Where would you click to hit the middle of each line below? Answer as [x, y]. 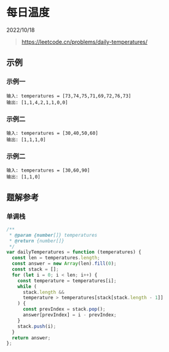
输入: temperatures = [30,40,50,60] [52, 133]
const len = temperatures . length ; [56, 258]
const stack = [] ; [36, 270]
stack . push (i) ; [37, 326]
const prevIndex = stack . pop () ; [64, 309]
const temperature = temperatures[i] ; [67, 281]
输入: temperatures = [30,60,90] [48, 170]
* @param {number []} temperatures [53, 235]
